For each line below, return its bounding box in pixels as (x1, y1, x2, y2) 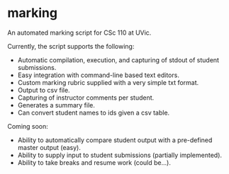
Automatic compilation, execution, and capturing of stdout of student (17, 55, 220, 64)
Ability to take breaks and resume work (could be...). (17, 158, 172, 167)
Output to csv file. (17, 86, 70, 94)
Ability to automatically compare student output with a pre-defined (17, 136, 213, 144)
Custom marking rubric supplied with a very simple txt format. (17, 78, 199, 86)
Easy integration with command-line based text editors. (17, 71, 179, 79)
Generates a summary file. (17, 100, 96, 109)
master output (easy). (17, 143, 82, 151)
